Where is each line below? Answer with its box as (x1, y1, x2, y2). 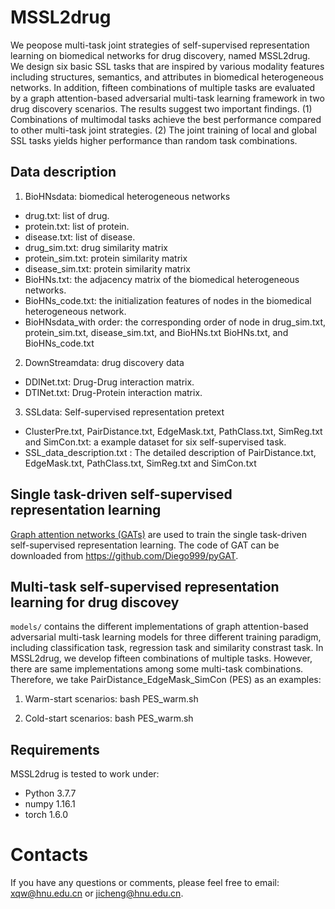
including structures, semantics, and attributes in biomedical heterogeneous (10, 71, 324, 83)
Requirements (10, 741, 100, 758)
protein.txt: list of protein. (24, 220, 130, 232)
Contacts (10, 844, 89, 866)
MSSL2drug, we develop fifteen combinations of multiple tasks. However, (10, 652, 313, 665)
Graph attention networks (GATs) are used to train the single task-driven (10, 528, 308, 540)
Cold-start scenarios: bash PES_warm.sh (24, 712, 194, 725)
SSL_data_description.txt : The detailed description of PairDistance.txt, (24, 446, 317, 458)
